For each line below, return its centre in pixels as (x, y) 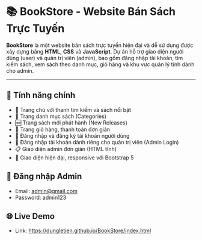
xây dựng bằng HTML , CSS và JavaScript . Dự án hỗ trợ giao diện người (95, 51)
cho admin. (20, 70)
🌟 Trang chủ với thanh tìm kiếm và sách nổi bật (73, 109)
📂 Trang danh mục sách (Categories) (61, 116)
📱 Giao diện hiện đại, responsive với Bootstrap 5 (74, 158)
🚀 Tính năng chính (41, 95)
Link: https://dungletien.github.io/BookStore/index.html (83, 231)
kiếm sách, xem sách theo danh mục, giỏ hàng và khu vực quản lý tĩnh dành (100, 64)
